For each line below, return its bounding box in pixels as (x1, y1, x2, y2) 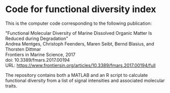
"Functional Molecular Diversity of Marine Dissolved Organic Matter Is (5, 30, 152, 36)
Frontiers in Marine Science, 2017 (5, 52, 76, 58)
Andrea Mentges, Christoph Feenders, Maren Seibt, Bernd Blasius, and (5, 40, 154, 46)
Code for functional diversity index (5, 4, 157, 15)
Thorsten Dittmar (5, 46, 41, 52)
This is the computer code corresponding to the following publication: (5, 20, 152, 26)
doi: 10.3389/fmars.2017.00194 (5, 57, 70, 63)
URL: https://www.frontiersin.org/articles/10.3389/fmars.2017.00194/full (5, 62, 156, 68)
